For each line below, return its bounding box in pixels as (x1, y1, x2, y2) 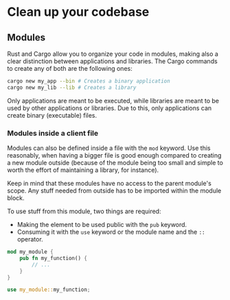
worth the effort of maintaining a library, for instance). (7, 166, 159, 174)
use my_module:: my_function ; (7, 286, 91, 293)
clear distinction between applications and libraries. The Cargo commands (7, 57, 218, 65)
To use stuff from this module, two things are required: (7, 207, 161, 215)
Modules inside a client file (7, 128, 99, 138)
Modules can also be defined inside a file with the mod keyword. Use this (7, 144, 211, 152)
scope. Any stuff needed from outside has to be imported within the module (7, 186, 222, 195)
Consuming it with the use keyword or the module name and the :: (16, 228, 206, 236)
